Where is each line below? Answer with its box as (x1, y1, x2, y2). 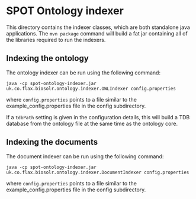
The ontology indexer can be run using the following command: (6, 69, 161, 76)
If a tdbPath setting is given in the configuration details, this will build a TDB (6, 113, 190, 120)
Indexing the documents (6, 137, 98, 147)
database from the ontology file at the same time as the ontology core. (6, 120, 178, 127)
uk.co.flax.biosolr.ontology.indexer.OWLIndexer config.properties (6, 86, 176, 92)
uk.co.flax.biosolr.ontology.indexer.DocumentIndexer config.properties (6, 169, 189, 175)
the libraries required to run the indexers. (6, 36, 106, 43)
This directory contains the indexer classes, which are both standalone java (6, 24, 191, 31)
